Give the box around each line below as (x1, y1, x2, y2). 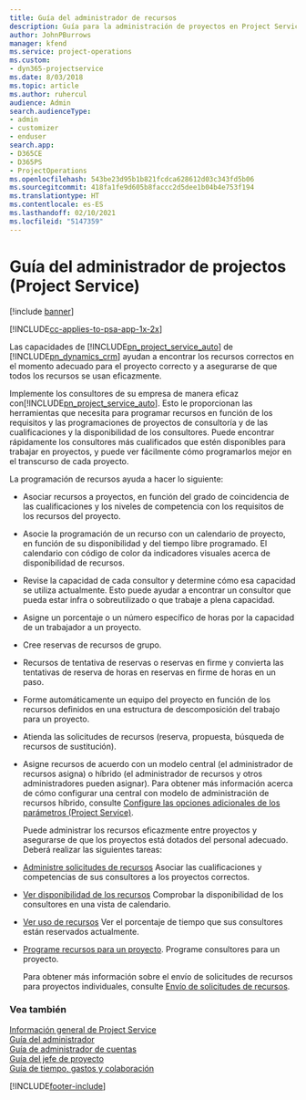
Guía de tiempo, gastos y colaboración (9, 1063, 155, 1074)
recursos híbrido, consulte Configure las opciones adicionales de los (22, 797, 280, 808)
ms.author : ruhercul (9, 89, 88, 99)
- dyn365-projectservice (9, 65, 104, 74)
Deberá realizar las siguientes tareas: (22, 844, 162, 855)
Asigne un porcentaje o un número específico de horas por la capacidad (22, 612, 294, 623)
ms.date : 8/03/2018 (9, 73, 84, 82)
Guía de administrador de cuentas (9, 1043, 137, 1054)
